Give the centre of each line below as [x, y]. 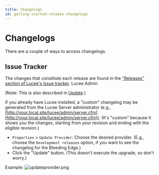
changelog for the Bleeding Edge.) [46, 148]
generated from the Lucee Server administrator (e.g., [58, 108]
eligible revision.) [22, 128]
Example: [14, 167]
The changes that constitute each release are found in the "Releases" [75, 79]
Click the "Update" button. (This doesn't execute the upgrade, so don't [83, 153]
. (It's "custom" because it [125, 118]
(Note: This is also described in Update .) [45, 93]
